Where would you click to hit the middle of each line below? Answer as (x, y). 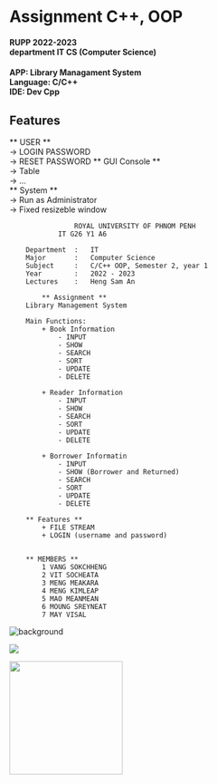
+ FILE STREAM (68, 528)
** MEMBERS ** (52, 559)
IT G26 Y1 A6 (82, 234)
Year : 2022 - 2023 (80, 274)
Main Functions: (57, 322)
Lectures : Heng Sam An (80, 282)
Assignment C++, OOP (96, 17)
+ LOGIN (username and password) (105, 536)
